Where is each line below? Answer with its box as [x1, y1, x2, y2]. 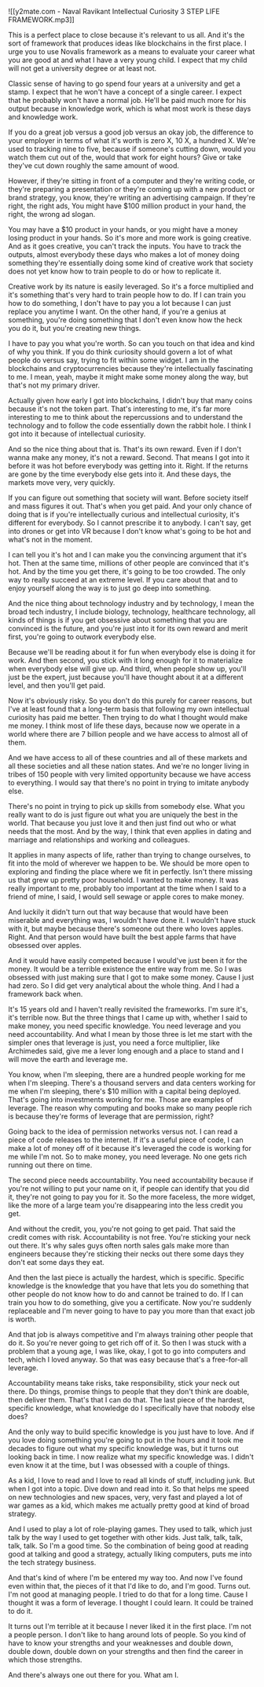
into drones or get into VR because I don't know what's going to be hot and [8, 527, 251, 535]
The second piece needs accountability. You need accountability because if [8, 1175, 254, 1185]
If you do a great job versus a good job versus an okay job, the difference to [8, 127, 254, 137]
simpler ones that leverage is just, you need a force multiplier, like [8, 1038, 220, 1047]
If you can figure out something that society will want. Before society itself [8, 493, 249, 502]
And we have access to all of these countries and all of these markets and [8, 753, 247, 762]
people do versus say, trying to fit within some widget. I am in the [8, 355, 219, 365]
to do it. [8, 1607, 33, 1615]
